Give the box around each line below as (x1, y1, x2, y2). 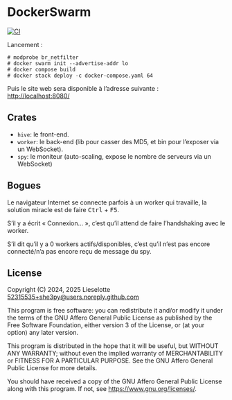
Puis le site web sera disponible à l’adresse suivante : (7, 84, 159, 92)
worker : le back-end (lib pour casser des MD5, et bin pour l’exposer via (17, 137, 220, 146)
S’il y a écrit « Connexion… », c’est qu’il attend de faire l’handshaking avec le (7, 219, 226, 227)
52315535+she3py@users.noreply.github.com (7, 293, 140, 302)
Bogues (7, 180, 42, 191)
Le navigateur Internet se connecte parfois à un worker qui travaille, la (7, 198, 207, 207)
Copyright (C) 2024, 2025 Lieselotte (7, 286, 111, 294)
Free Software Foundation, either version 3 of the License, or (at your (7, 321, 205, 329)
